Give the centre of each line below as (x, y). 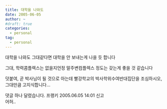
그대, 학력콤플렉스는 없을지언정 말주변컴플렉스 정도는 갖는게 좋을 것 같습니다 (79, 67)
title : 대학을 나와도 (24, 10)
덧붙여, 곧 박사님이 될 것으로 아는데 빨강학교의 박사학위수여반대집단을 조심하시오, (84, 78)
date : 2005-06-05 (23, 14)
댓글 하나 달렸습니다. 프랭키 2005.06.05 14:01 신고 (55, 95)
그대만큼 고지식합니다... (28, 84)
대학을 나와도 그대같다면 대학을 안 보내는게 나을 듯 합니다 (60, 57)
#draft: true (19, 24)
